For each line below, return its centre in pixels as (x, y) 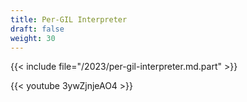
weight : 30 (33, 38)
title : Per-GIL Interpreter (69, 19)
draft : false (37, 29)
